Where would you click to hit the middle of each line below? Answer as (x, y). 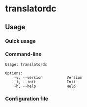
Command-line (23, 54)
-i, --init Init (45, 82)
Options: (14, 73)
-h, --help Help (45, 86)
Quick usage (20, 41)
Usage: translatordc (26, 64)
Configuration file (27, 99)
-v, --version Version (48, 77)
